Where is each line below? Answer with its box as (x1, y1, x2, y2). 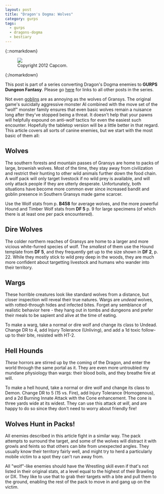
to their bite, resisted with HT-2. (11, 332, 75, 338)
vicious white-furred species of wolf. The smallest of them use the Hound (5, 243, 154, 249)
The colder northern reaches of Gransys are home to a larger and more (5, 238, 149, 244)
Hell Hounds (5, 346, 44, 355)
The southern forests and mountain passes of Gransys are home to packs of (5, 160, 159, 166)
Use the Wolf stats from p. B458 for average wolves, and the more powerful (5, 201, 158, 207)
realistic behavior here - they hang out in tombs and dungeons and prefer (5, 307, 153, 313)
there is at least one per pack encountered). (5, 211, 94, 217)
